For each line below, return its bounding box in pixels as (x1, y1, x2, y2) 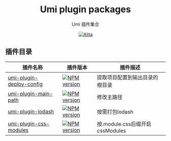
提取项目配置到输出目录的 (97, 74, 159, 81)
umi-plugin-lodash (8, 108, 54, 115)
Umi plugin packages (40, 4, 131, 15)
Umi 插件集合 (71, 21, 99, 27)
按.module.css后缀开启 (97, 120, 152, 127)
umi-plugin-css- (8, 120, 50, 127)
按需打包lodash (97, 108, 134, 115)
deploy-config (8, 80, 43, 87)
